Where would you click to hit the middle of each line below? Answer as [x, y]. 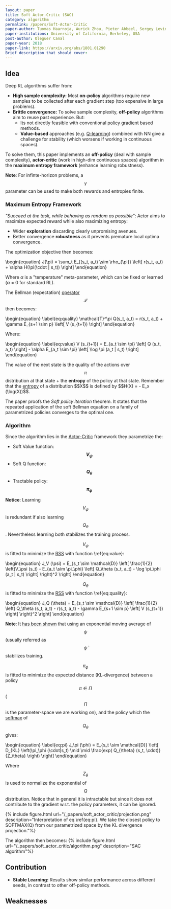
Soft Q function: [29, 464]
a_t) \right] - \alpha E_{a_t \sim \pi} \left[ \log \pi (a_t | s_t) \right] [72, 349]
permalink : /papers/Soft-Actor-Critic [46, 24]
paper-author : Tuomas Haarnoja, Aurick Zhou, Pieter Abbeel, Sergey [79, 29]
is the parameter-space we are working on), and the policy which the [78, 712]
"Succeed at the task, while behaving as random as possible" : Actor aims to [85, 216]
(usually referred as [26, 640]
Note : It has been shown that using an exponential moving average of [78, 624]
